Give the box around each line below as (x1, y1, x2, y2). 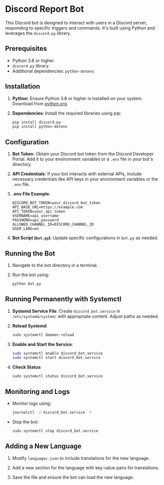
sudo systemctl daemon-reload (12, 332, 75, 337)
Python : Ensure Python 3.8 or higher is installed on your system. (12, 95, 143, 101)
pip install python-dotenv (12, 124, 68, 129)
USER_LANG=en (12, 226, 39, 231)
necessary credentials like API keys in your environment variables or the (12, 176, 158, 182)
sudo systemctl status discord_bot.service (12, 374, 103, 379)
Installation (5, 82, 40, 91)
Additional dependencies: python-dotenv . (12, 68, 95, 74)
